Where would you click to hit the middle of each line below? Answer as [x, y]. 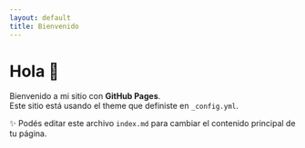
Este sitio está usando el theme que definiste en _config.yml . [124, 106]
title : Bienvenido [44, 26]
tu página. [28, 133]
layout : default [40, 18]
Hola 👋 [34, 71]
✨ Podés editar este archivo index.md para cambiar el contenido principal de [152, 123]
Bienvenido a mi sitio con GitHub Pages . [85, 96]
